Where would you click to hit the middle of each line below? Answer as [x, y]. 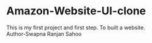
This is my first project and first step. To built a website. [76, 27]
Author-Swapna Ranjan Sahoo [44, 33]
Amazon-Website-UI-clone [76, 11]
